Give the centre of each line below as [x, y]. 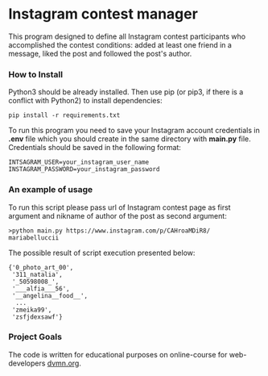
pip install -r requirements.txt [64, 115]
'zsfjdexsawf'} [37, 317]
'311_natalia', [37, 274]
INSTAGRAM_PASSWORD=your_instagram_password [84, 169]
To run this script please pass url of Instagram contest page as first [120, 207]
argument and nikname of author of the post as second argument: [118, 215]
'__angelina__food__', [50, 295]
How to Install [35, 74]
